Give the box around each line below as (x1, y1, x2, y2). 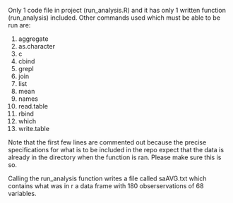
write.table (18, 125, 50, 133)
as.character (18, 42, 56, 50)
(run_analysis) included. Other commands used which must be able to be (8, 13, 221, 22)
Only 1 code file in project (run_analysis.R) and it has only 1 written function (8, 6, 227, 14)
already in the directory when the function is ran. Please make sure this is (8, 153, 222, 161)
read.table (18, 102, 49, 110)
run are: (8, 21, 31, 29)
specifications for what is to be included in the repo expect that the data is (8, 146, 225, 154)
